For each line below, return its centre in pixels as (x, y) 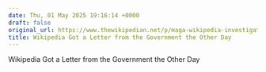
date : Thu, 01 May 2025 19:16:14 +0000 (74, 15)
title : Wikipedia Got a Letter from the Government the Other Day (120, 37)
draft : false (30, 23)
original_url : (32, 30)
